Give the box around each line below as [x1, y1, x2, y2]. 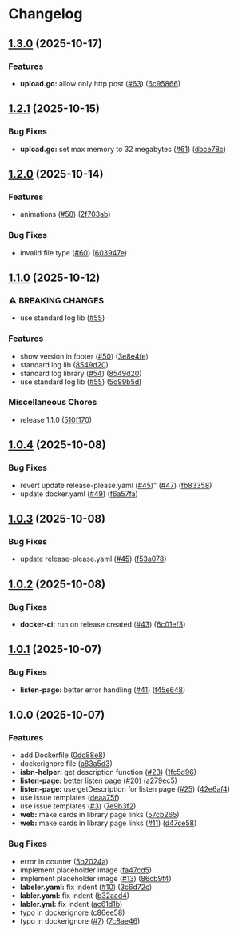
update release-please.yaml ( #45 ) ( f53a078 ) [19, 554, 167, 564]
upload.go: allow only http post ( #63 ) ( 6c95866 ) [19, 78, 181, 88]
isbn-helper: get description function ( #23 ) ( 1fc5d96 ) [19, 768, 197, 777]
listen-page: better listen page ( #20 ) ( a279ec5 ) [19, 776, 178, 785]
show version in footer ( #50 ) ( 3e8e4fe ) [19, 351, 149, 361]
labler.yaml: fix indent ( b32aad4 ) [19, 890, 130, 900]
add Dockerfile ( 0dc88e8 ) [19, 750, 106, 760]
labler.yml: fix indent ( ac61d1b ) [19, 899, 123, 908]
